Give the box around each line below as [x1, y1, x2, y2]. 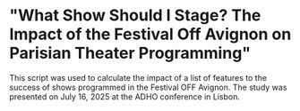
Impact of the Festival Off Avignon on [9, 24, 292, 44]
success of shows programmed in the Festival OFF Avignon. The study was [9, 82, 287, 92]
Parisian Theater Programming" [9, 44, 252, 63]
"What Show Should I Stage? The [9, 5, 261, 26]
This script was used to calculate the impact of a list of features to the [9, 72, 267, 83]
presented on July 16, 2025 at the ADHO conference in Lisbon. [9, 91, 240, 102]
